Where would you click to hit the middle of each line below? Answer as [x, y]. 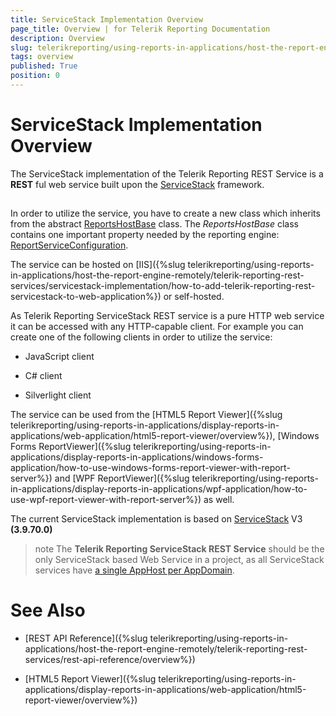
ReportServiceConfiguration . [69, 245]
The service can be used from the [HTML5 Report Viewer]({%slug [146, 415]
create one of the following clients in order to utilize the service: [141, 337]
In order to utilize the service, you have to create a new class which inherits [165, 213]
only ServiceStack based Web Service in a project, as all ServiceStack [179, 560]
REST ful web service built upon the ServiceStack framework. [137, 184]
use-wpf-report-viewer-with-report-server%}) [106, 500]
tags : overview [42, 57]
